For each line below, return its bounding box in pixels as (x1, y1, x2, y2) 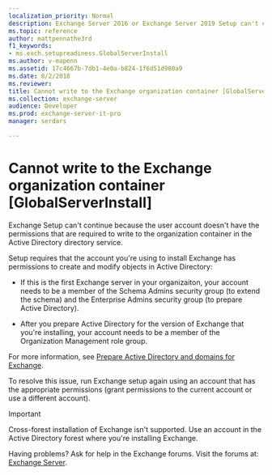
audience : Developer (8, 102, 79, 110)
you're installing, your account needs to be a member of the (19, 327, 220, 337)
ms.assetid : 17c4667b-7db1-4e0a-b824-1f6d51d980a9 (8, 65, 183, 73)
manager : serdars (8, 117, 67, 125)
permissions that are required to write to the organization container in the (8, 228, 253, 239)
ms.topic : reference (8, 27, 79, 35)
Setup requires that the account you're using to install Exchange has (8, 252, 236, 263)
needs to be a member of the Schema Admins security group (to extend (19, 286, 261, 295)
